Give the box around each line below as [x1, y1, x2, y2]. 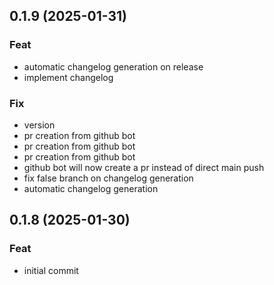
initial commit [23, 264, 79, 276]
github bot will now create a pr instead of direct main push [23, 161, 265, 173]
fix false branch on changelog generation [23, 172, 194, 184]
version [23, 119, 56, 131]
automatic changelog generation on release [23, 60, 204, 73]
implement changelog [23, 71, 114, 83]
